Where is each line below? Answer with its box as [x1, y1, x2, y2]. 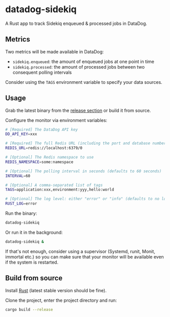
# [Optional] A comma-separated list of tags [5, 182, 103, 187]
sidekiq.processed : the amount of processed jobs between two [12, 64, 145, 70]
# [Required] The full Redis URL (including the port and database [5, 141, 151, 146]
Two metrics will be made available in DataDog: [5, 48, 104, 54]
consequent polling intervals [12, 69, 72, 75]
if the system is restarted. [5, 259, 59, 265]
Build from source [5, 274, 63, 282]
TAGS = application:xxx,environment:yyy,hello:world [5, 187, 114, 193]
